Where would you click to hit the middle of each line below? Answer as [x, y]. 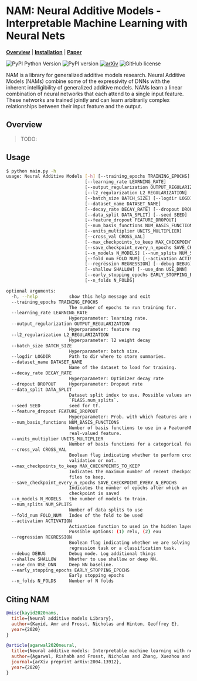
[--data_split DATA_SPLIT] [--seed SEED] [136, 215]
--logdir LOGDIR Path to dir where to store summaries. [89, 357]
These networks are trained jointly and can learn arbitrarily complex [88, 100]
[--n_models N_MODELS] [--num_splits [131, 253]
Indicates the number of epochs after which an [128, 488]
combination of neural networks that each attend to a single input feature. [95, 94]
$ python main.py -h [31, 171]
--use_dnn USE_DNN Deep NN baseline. [63, 564]
